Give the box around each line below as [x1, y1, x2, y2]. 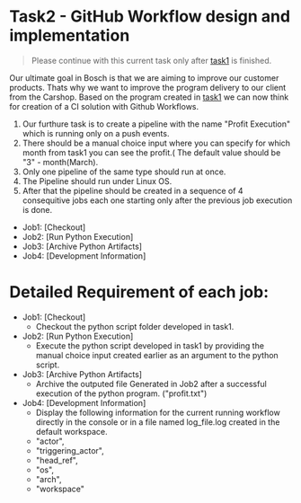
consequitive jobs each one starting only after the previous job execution [22, 195, 293, 206]
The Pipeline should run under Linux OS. [22, 175, 173, 186]
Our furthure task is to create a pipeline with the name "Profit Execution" [22, 119, 291, 129]
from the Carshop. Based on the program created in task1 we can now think [9, 92, 289, 102]
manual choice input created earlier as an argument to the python [35, 349, 279, 360]
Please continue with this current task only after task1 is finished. [31, 55, 272, 66]
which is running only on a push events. [22, 128, 170, 138]
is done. [22, 204, 52, 215]
